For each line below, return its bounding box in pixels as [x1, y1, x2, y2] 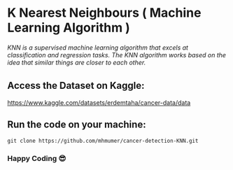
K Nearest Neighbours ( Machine [7, 5, 202, 21]
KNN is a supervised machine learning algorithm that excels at [7, 43, 189, 52]
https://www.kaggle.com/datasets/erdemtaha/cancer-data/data [7, 98, 191, 106]
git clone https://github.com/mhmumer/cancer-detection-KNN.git [7, 137, 199, 144]
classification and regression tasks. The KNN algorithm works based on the [7, 50, 226, 59]
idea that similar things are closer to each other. [7, 58, 146, 66]
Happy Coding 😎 [7, 153, 66, 163]
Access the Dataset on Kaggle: [7, 80, 145, 92]
